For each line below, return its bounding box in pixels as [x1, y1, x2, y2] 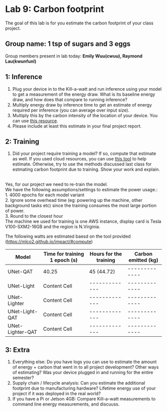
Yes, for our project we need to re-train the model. [5, 181, 108, 187]
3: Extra [5, 345, 30, 354]
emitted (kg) [128, 257, 159, 264]
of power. [5, 208, 25, 214]
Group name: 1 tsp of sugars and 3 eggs [5, 40, 131, 48]
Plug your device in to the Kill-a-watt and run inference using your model [12, 86, 162, 92]
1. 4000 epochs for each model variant [5, 192, 84, 198]
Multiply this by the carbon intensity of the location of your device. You [12, 112, 158, 118]
